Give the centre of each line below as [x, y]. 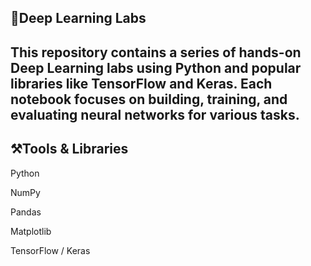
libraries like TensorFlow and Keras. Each [141, 83]
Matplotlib [31, 231]
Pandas [26, 212]
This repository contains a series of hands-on [156, 52]
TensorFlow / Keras [50, 250]
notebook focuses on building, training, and [149, 99]
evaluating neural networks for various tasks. [155, 114]
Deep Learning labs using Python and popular [156, 67]
